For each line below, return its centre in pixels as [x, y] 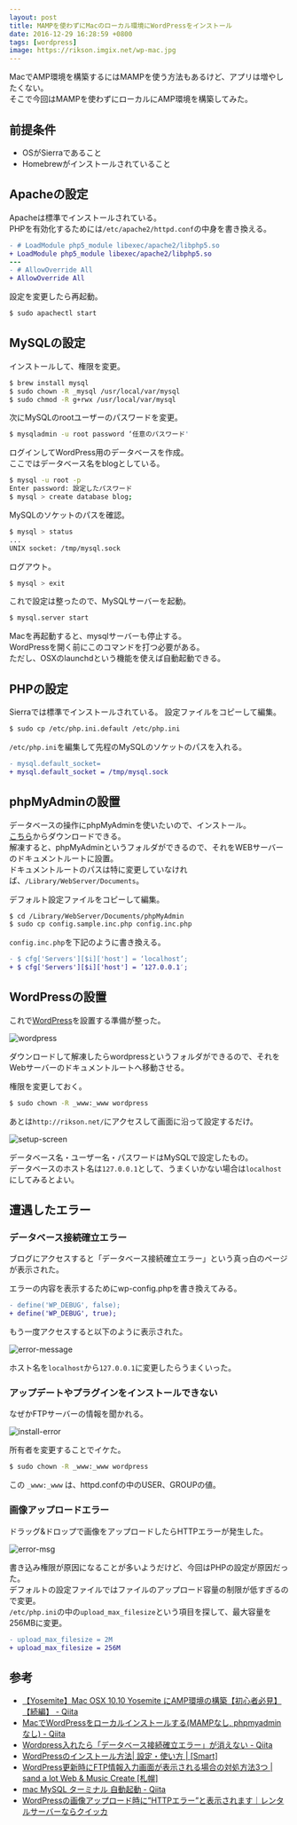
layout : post [33, 17]
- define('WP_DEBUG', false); [65, 1306]
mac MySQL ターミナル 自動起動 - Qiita [94, 1789]
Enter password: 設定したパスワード [71, 489]
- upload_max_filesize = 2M [61, 1639]
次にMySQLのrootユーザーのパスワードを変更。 [96, 417]
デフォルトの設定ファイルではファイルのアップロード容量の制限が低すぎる [145, 1589]
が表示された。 [36, 1269]
